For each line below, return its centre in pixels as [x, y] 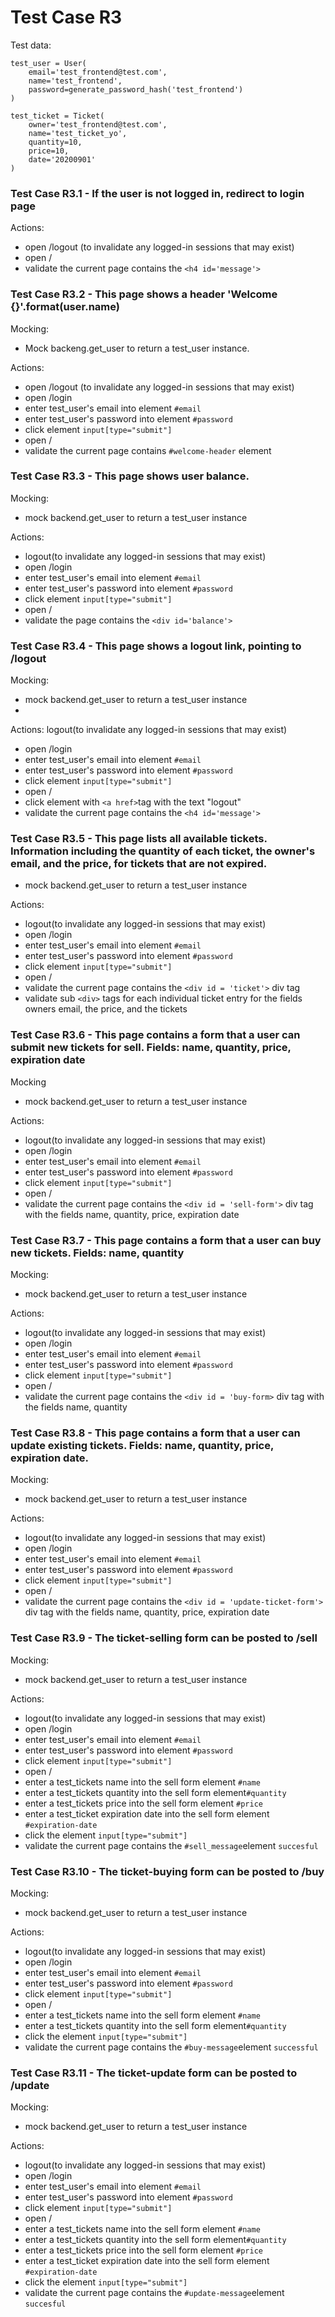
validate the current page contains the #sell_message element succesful [171, 1845]
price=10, [49, 151]
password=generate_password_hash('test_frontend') [136, 89]
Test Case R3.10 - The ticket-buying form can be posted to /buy [167, 1871]
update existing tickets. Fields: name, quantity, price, [142, 1445]
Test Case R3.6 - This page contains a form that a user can [155, 1035]
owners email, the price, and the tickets [106, 1009]
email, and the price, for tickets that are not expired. [139, 864]
